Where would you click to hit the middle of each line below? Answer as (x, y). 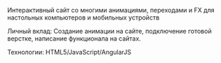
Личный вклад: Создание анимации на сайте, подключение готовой (109, 31)
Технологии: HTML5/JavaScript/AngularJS (69, 52)
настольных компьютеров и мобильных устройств (83, 17)
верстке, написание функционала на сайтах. (74, 38)
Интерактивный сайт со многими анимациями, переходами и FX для (111, 10)
